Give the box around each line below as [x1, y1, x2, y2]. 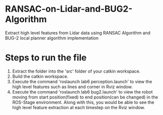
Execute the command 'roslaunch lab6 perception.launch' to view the [12, 78, 153, 84]
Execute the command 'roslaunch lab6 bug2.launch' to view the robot [12, 89, 153, 95]
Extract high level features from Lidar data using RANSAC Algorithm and [5, 30, 151, 36]
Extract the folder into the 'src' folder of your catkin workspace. [12, 68, 141, 74]
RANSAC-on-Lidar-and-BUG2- [5, 3, 133, 15]
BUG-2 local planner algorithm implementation [5, 35, 99, 41]
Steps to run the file [5, 52, 87, 63]
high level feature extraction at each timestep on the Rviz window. [12, 104, 145, 110]
